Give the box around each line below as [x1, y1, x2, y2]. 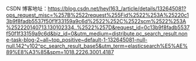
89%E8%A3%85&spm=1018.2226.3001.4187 [6, 49, 114, 55]
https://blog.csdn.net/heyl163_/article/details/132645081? [47, 5, 187, 12]
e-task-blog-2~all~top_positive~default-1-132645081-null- [6, 37, 148, 43]
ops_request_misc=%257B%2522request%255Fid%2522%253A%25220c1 [6, 12, 189, 19]
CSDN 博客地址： [6, 5, 48, 12]
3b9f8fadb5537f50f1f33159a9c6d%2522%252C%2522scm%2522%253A [6, 18, 186, 24]
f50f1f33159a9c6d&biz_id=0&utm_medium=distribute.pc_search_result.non [6, 30, 188, 37]
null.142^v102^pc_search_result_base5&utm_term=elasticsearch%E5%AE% [6, 42, 188, 49]
